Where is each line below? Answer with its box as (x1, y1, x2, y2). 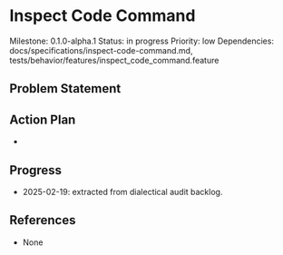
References (9, 212, 76, 228)
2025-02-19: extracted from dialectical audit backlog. (22, 186, 223, 197)
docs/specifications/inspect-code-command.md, (9, 44, 193, 55)
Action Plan (9, 112, 76, 127)
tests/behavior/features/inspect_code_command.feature (9, 54, 220, 65)
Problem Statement (9, 81, 122, 96)
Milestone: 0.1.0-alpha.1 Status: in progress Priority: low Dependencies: (9, 35, 275, 46)
